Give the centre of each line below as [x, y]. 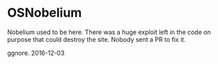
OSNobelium [45, 13]
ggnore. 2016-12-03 [36, 53]
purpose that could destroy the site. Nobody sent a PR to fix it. [96, 39]
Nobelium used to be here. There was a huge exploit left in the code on [109, 32]
